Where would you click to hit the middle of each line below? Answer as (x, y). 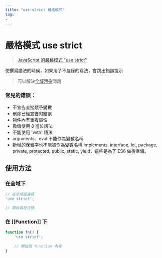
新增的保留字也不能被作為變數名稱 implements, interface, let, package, (85, 145)
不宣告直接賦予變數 (32, 107)
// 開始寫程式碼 (20, 208)
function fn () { (22, 233)
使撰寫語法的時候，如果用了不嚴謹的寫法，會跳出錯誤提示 (64, 71)
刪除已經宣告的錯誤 (32, 113)
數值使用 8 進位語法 (33, 126)
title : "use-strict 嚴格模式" (35, 10)
